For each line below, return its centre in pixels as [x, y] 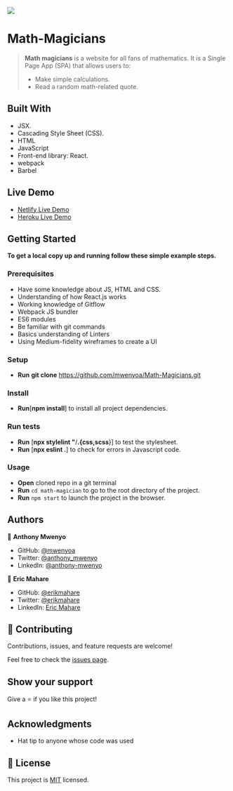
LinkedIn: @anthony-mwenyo [60, 565]
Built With [29, 109]
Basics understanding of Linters [64, 334]
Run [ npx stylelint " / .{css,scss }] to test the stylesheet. [98, 441]
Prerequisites [31, 274]
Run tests [24, 427]
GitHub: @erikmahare [49, 592]
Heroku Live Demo [44, 217]
